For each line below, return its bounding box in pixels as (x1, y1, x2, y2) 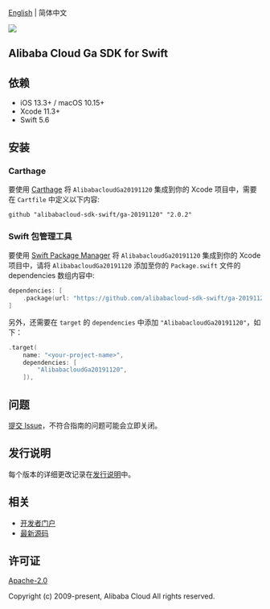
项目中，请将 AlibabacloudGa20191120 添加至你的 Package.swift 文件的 (8, 261, 241, 271)
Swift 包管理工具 (8, 230, 72, 242)
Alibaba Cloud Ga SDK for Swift (8, 47, 169, 60)
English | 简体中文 (8, 8, 67, 17)
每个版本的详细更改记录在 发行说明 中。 (8, 469, 135, 478)
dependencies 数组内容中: (8, 271, 95, 280)
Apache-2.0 (8, 576, 48, 586)
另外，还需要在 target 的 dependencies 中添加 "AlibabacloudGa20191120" (8, 317, 247, 327)
